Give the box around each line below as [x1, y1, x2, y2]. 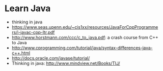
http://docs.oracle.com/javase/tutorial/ [11, 55, 90, 61]
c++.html [11, 50, 30, 56]
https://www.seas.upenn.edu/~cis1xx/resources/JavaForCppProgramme [11, 24, 158, 30]
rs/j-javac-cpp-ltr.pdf [11, 29, 55, 35]
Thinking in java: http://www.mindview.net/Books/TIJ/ [11, 60, 120, 66]
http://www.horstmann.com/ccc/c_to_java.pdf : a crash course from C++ [11, 35, 159, 40]
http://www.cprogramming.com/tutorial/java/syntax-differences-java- [11, 45, 153, 51]
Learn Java [4, 3, 51, 14]
